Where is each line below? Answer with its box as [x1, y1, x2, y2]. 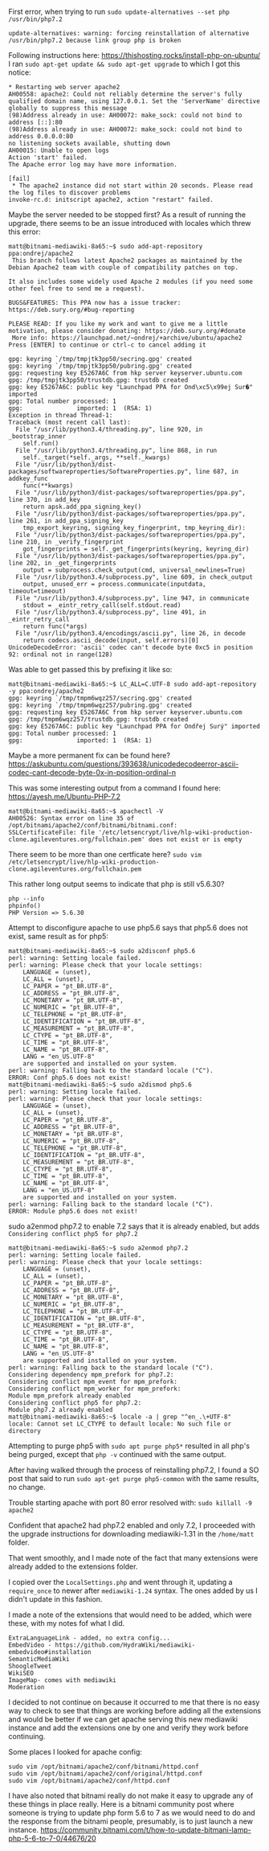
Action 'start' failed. [8, 154, 88, 162]
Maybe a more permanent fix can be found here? [8, 751, 171, 760]
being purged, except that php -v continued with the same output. [8, 1450, 226, 1459]
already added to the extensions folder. [8, 1562, 138, 1571]
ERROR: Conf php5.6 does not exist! [8, 1073, 131, 1081]
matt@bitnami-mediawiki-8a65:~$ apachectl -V [8, 807, 163, 815]
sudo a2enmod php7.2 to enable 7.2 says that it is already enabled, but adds [8, 1221, 260, 1231]
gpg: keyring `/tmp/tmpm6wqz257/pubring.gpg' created [8, 701, 193, 709]
